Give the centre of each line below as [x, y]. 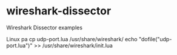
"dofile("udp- [155, 39]
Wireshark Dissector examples [45, 27]
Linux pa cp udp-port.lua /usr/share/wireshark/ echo [72, 39]
